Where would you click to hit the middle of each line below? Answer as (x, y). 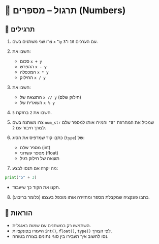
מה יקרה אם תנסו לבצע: (35, 168)
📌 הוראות (19, 213)
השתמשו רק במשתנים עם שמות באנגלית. (51, 225)
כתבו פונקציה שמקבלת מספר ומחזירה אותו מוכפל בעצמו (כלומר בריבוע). (81, 197)
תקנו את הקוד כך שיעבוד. (36, 187)
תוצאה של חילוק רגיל (39, 158)
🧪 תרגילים (20, 29)
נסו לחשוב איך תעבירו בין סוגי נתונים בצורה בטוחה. (60, 236)
